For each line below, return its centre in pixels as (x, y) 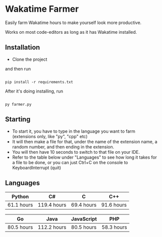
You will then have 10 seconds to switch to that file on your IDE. (76, 152)
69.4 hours (84, 205)
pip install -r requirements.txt (39, 82)
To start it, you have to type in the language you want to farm (74, 131)
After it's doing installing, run (34, 91)
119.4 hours (52, 205)
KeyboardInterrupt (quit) (36, 167)
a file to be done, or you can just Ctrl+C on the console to (70, 162)
